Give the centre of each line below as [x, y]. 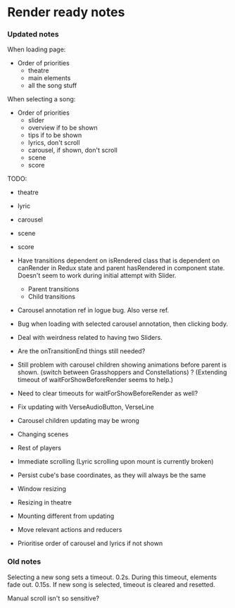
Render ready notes [66, 12]
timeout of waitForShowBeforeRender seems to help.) [95, 380]
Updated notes [33, 34]
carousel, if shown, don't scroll [72, 150]
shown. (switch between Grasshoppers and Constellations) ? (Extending [122, 372]
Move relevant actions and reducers [70, 530]
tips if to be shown [55, 135]
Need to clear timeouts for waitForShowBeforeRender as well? [108, 393]
